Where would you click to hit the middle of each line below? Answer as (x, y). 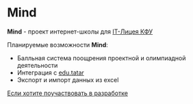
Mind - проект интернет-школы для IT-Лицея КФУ (80, 31)
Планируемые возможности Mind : (57, 44)
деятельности (37, 65)
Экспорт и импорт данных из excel (68, 79)
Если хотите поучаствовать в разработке (68, 93)
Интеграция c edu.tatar (50, 73)
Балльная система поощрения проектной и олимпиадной (101, 58)
